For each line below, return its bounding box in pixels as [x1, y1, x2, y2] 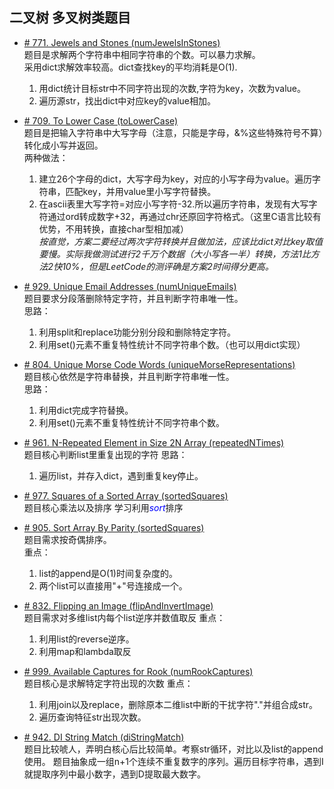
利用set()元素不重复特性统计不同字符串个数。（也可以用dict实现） [38, 338, 306, 350]
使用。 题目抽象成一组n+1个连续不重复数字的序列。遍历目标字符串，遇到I [23, 755, 324, 767]
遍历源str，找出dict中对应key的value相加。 [38, 94, 216, 107]
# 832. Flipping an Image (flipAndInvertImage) [23, 599, 214, 612]
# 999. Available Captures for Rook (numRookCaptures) [23, 665, 254, 677]
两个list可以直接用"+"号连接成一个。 [38, 579, 188, 592]
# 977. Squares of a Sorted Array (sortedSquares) [23, 489, 229, 502]
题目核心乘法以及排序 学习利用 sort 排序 [23, 501, 184, 513]
